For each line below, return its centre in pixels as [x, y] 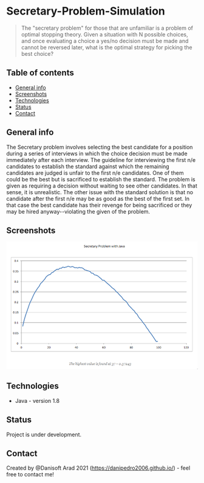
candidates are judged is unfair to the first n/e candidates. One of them [95, 173]
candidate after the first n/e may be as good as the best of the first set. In [98, 198]
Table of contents [40, 73]
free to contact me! [30, 475]
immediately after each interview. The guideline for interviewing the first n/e [101, 160]
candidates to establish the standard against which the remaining [88, 166]
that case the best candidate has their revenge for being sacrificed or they [99, 205]
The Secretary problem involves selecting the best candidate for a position [100, 147]
